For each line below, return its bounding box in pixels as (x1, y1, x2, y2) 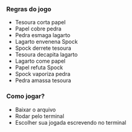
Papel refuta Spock (15, 64, 64, 71)
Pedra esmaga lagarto (15, 32, 71, 39)
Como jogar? (6, 92, 45, 100)
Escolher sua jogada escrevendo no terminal (15, 119, 127, 126)
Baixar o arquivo (15, 106, 56, 113)
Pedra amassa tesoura (15, 77, 71, 84)
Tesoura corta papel (15, 19, 66, 26)
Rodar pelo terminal (15, 112, 65, 120)
